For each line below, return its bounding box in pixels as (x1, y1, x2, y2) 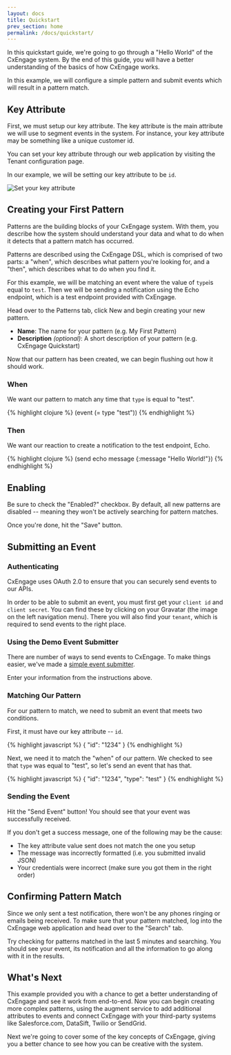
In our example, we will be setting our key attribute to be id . (7, 170, 177, 179)
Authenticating (7, 561, 59, 571)
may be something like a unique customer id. (7, 137, 134, 145)
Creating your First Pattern (7, 204, 124, 216)
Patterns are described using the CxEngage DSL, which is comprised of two (7, 250, 223, 259)
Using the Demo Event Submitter (7, 637, 119, 647)
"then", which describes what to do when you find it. (7, 265, 157, 273)
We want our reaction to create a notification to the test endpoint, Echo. (7, 441, 210, 450)
